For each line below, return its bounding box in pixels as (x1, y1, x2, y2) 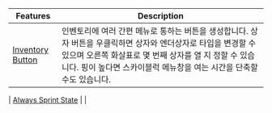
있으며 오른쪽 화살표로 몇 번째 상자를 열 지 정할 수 (62, 50, 239, 61)
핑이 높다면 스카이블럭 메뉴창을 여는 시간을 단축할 (80, 62, 258, 73)
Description (137, 10, 184, 21)
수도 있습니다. (62, 74, 112, 85)
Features (15, 10, 51, 21)
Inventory (12, 44, 49, 55)
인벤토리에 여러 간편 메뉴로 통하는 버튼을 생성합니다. (62, 26, 249, 36)
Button (12, 54, 38, 65)
